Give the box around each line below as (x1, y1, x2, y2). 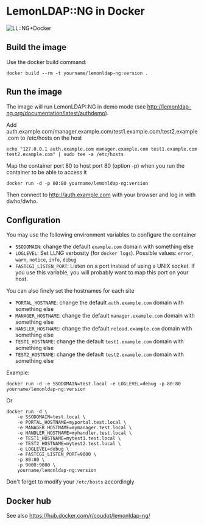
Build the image (6, 42, 67, 52)
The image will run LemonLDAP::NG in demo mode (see (6, 102, 146, 110)
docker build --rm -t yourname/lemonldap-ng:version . (6, 70, 149, 76)
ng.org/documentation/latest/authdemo (6, 109, 105, 116)
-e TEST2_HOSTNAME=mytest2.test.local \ (17, 441, 121, 447)
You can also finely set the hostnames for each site (6, 287, 135, 295)
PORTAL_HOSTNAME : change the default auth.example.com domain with (15, 299, 185, 306)
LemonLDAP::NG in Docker (6, 4, 145, 18)
